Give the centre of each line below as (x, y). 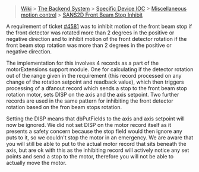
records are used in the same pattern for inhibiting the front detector (90, 101)
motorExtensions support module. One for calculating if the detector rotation (100, 69)
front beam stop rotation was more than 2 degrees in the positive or (89, 45)
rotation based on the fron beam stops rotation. (64, 107)
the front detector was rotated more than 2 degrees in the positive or (90, 33)
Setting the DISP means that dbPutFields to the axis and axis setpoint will (96, 119)
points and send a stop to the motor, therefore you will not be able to (90, 156)
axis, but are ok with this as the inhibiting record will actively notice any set (98, 150)
